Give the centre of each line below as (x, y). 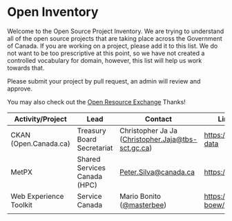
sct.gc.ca (135, 148)
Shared (89, 159)
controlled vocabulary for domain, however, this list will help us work (105, 60)
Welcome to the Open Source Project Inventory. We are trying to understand (116, 31)
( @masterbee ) (143, 204)
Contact (158, 119)
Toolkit (22, 204)
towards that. (26, 68)
